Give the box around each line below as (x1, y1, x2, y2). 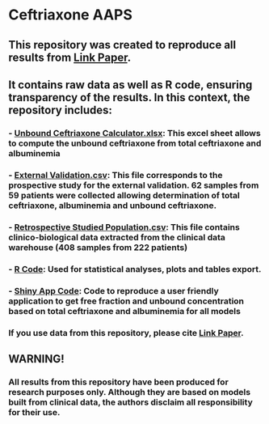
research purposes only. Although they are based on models (8, 386, 251, 397)
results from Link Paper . (8, 50, 132, 64)
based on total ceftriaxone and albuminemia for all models (8, 305, 241, 316)
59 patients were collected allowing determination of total (8, 189, 241, 201)
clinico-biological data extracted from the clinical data (8, 231, 226, 243)
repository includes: (8, 103, 113, 117)
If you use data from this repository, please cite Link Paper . (8, 327, 244, 338)
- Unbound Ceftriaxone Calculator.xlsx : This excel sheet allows (8, 127, 261, 138)
